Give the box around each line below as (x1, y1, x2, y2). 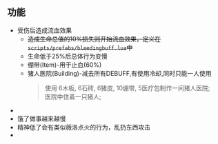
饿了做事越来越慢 (17, 114, 66, 123)
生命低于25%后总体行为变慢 (27, 52, 108, 60)
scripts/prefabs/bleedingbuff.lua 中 (27, 43, 133, 52)
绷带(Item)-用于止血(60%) (27, 61, 102, 69)
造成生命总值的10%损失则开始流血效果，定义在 (27, 34, 161, 43)
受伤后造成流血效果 (17, 26, 72, 34)
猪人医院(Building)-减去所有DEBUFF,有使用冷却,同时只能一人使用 (27, 69, 212, 77)
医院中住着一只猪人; (44, 92, 101, 101)
